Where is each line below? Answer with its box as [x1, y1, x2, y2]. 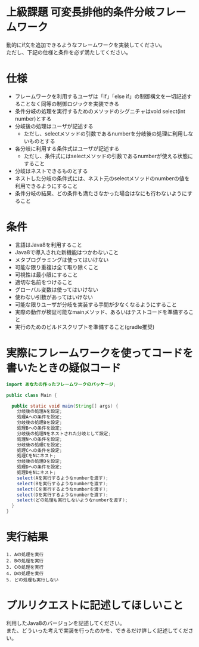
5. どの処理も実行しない [6, 577, 59, 583]
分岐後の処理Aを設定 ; [17, 408, 63, 415]
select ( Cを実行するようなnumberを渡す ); [17, 486, 109, 492]
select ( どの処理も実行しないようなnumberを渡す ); [17, 497, 128, 503]
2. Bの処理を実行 [6, 557, 43, 564]
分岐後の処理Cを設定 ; [17, 442, 63, 448]
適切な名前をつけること [14, 278, 73, 285]
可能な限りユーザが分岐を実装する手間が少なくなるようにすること [14, 301, 177, 308]
